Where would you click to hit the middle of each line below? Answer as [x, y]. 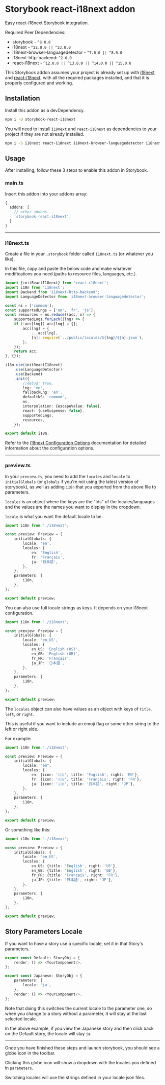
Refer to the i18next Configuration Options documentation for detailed [76, 443]
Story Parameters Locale [44, 932]
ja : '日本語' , [44, 562]
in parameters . [19, 1068]
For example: [18, 738]
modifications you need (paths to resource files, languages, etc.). [71, 274]
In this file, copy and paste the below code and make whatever [69, 269]
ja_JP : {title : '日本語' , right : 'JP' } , [72, 880]
